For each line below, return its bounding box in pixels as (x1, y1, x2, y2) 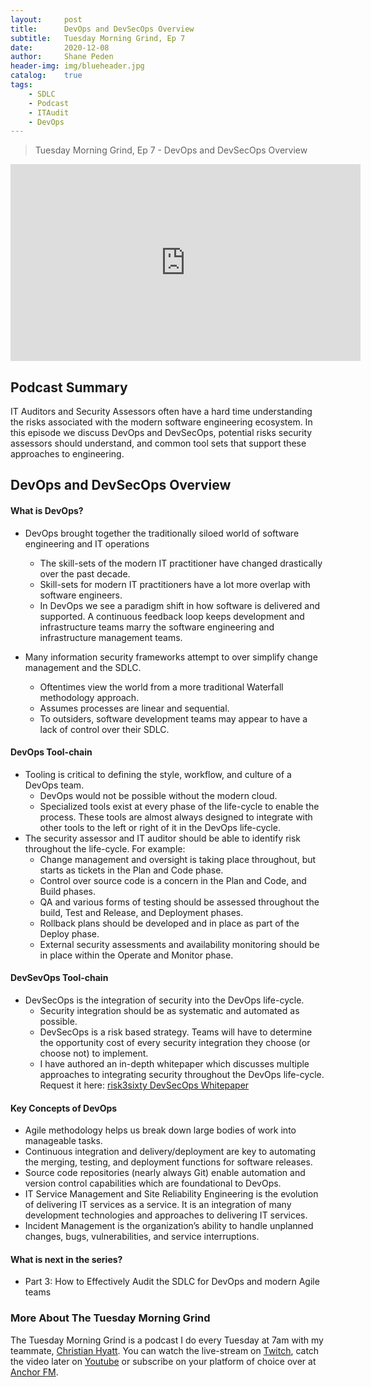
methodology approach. (39, 691, 140, 703)
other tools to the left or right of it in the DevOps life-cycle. (39, 821, 281, 833)
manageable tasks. (24, 1135, 103, 1147)
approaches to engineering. (10, 448, 125, 460)
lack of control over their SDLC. (39, 723, 170, 735)
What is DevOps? (10, 505, 84, 517)
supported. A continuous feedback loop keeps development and (39, 610, 305, 622)
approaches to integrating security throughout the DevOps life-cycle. (39, 1069, 325, 1081)
